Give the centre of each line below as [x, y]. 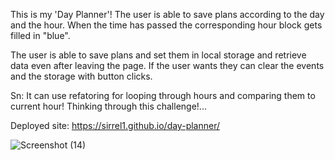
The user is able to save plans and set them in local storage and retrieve [158, 55]
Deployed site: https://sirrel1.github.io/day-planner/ [115, 125]
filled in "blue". [40, 35]
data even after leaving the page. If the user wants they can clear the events [167, 65]
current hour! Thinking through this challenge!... [108, 106]
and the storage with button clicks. [81, 76]
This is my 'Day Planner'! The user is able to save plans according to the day [167, 14]
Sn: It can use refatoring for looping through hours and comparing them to [163, 95]
